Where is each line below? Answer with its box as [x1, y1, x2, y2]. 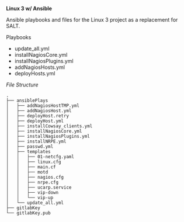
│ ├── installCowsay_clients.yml [6, 123, 93, 129]
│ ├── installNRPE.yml [6, 138, 67, 144]
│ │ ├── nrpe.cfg [6, 179, 59, 185]
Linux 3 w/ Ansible [6, 5, 53, 12]
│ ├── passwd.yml [6, 144, 54, 150]
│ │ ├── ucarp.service [6, 185, 72, 190]
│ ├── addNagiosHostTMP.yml [6, 103, 80, 109]
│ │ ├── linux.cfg [6, 159, 61, 165]
